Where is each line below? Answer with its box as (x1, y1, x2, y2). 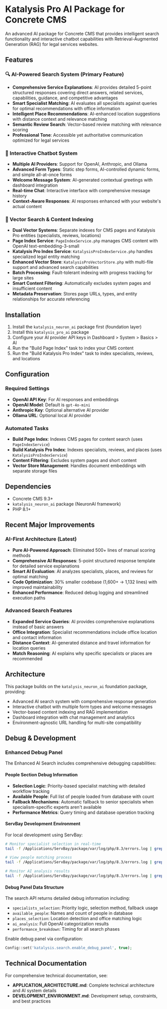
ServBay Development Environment (5, 821, 81, 827)
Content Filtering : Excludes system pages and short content (12, 458, 137, 464)
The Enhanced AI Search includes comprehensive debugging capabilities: (5, 760, 157, 766)
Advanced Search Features (5, 607, 73, 614)
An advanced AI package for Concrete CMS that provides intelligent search (5, 30, 160, 36)
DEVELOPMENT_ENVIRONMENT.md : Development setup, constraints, (12, 993, 158, 999)
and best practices (12, 998, 51, 1004)
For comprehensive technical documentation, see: (5, 972, 108, 979)
